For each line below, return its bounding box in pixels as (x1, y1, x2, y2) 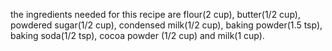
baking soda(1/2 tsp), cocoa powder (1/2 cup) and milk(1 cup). (10, 30, 265, 41)
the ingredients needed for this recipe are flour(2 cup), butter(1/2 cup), (10, 9, 301, 20)
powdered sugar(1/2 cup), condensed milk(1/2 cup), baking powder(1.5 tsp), (10, 19, 323, 31)
